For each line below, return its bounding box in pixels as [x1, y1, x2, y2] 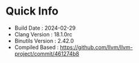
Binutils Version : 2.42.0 [14, 37, 74, 44]
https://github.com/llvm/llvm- [59, 44, 134, 51]
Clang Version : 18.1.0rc [14, 30, 73, 38]
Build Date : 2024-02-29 [14, 24, 76, 31]
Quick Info [5, 4, 59, 18]
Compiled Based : [14, 44, 59, 51]
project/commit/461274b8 [14, 50, 80, 57]
